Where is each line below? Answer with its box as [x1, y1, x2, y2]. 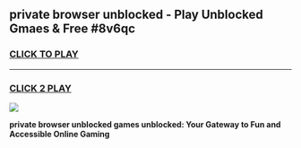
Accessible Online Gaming [9, 128, 110, 139]
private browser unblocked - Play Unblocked [9, 7, 263, 22]
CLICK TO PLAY [9, 48, 79, 61]
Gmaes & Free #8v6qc [9, 22, 136, 37]
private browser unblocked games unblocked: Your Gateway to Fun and [9, 118, 281, 129]
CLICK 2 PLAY [9, 82, 72, 94]
